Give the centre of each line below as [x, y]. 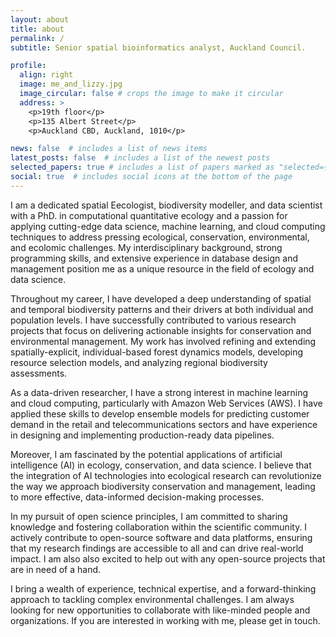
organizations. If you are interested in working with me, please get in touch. [165, 620]
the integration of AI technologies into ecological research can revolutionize [166, 475]
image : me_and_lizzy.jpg [71, 84]
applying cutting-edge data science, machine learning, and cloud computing [168, 226]
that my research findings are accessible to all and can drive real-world [157, 548]
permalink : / [37, 38]
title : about [37, 29]
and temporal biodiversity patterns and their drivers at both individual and [162, 309]
